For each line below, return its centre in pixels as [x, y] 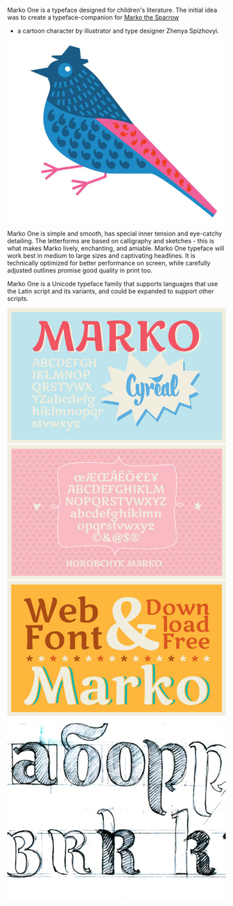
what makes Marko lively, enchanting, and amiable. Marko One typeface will [116, 248]
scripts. [18, 298]
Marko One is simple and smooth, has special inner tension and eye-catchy [115, 234]
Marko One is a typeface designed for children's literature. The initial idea [112, 10]
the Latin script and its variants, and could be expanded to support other [111, 291]
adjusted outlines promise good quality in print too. [80, 270]
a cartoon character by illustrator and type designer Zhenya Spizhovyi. [118, 31]
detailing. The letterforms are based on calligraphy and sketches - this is [111, 241]
